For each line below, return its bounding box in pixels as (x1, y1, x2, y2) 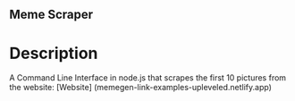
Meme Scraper (9, 7, 94, 22)
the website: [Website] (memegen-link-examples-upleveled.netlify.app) (9, 82, 273, 93)
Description (9, 43, 98, 63)
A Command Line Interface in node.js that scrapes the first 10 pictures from (9, 72, 287, 83)
